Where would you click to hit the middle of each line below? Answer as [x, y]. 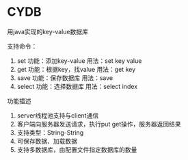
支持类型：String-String [50, 132]
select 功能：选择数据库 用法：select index [77, 86]
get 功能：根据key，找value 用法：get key [76, 69]
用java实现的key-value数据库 [48, 31]
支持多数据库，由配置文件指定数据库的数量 [77, 149]
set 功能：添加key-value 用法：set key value [79, 61]
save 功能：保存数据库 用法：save [65, 78]
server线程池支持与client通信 [58, 115]
